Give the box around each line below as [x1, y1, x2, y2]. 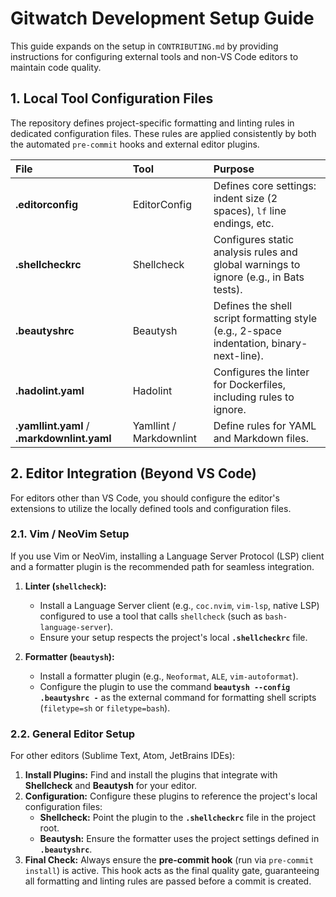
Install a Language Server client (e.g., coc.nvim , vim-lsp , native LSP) [39, 599, 320, 611]
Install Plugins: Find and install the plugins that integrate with [24, 769, 278, 781]
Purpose [213, 162, 255, 176]
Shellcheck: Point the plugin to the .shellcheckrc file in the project [39, 812, 317, 824]
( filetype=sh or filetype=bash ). [39, 702, 171, 714]
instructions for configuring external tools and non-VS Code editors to [10, 50, 299, 62]
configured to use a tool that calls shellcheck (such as [39, 610, 263, 622]
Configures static [213, 232, 295, 246]
